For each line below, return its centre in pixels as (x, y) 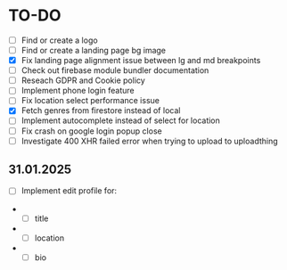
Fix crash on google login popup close (91, 131)
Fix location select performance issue (90, 101)
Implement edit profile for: (69, 191)
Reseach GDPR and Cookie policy (83, 80)
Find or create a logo (60, 40)
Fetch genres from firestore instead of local (101, 110)
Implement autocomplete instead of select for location (120, 120)
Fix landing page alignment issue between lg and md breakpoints (141, 61)
